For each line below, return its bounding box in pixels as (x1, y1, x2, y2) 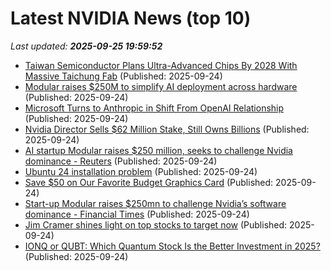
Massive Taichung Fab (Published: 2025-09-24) (24, 70, 223, 82)
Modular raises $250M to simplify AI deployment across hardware (24, 80, 298, 92)
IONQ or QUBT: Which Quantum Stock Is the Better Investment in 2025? (24, 240, 321, 252)
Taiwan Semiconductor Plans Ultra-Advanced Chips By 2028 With (24, 59, 298, 71)
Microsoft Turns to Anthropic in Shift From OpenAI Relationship (24, 102, 285, 114)
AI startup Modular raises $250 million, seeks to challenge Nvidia (24, 144, 293, 156)
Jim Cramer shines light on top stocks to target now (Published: (24, 218, 288, 231)
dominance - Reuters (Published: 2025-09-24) (24, 155, 218, 167)
